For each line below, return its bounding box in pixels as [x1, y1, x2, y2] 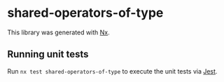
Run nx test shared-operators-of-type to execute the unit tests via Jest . [7, 67, 218, 75]
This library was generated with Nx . [7, 28, 110, 36]
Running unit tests [7, 48, 89, 60]
